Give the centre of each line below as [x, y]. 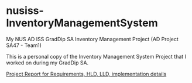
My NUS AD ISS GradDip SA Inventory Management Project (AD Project [92, 39]
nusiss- [25, 11]
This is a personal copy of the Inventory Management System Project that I [96, 56]
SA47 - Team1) [24, 45]
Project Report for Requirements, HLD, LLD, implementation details [86, 74]
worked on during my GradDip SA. [47, 63]
